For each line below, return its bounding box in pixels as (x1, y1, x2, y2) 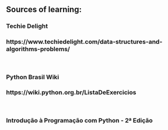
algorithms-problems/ (6, 45, 70, 53)
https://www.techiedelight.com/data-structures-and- (6, 38, 163, 46)
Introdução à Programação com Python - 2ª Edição (6, 116, 153, 124)
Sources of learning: (6, 5, 82, 15)
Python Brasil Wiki (6, 73, 60, 81)
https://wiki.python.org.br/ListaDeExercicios (6, 89, 136, 97)
